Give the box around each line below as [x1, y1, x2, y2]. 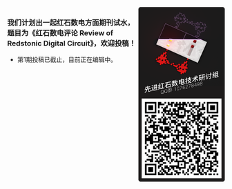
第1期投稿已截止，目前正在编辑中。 [17, 55, 117, 64]
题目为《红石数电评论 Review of [7, 28, 114, 37]
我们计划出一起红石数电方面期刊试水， [7, 17, 135, 27]
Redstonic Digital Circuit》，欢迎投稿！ [7, 38, 137, 48]
